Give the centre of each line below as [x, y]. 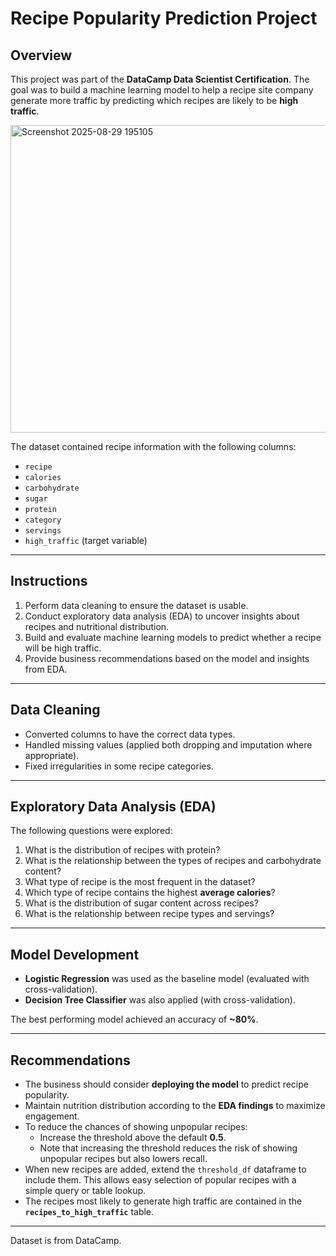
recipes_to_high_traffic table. [89, 1212]
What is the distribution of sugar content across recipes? [141, 903]
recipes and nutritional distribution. [97, 626]
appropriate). [52, 755]
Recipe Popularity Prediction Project [164, 18]
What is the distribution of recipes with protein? [122, 850]
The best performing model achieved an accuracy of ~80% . [134, 1019]
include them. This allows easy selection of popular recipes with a [160, 1180]
